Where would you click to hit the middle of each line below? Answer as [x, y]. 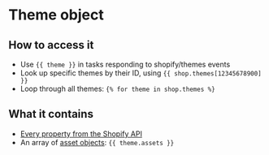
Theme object [56, 15]
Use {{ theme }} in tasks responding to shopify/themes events [125, 64]
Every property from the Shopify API [81, 133]
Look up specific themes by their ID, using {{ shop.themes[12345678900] [141, 73]
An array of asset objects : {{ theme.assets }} [97, 142]
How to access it [51, 45]
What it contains [51, 114]
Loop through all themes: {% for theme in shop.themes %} [117, 88]
